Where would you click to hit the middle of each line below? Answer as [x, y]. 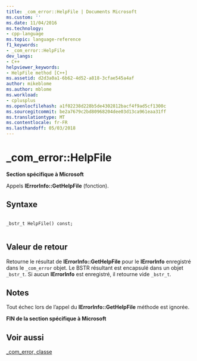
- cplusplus [21, 100]
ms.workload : [22, 95]
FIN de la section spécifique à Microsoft [56, 319]
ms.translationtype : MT [36, 117]
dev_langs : [20, 56]
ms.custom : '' [24, 17]
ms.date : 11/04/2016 [32, 23]
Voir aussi [25, 337]
